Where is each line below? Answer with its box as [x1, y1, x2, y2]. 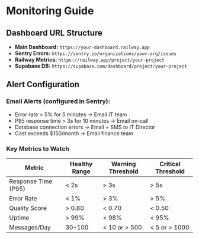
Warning [111, 160, 136, 168]
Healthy [70, 160, 93, 168]
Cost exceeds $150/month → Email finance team [14, 129, 133, 137]
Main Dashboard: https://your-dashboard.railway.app [14, 43, 150, 50]
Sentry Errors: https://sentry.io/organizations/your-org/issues [14, 50, 176, 57]
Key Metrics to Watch [6, 144, 70, 152]
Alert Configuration [6, 79, 80, 90]
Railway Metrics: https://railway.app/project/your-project [14, 56, 165, 63]
